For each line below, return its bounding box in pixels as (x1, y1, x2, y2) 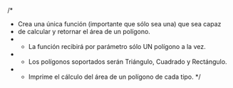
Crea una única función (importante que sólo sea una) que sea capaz (17, 20, 222, 28)
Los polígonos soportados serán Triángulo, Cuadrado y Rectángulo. (28, 57, 227, 66)
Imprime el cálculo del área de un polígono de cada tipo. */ (28, 72, 201, 81)
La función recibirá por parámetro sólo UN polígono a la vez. (28, 43, 206, 50)
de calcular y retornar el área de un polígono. (17, 28, 151, 35)
